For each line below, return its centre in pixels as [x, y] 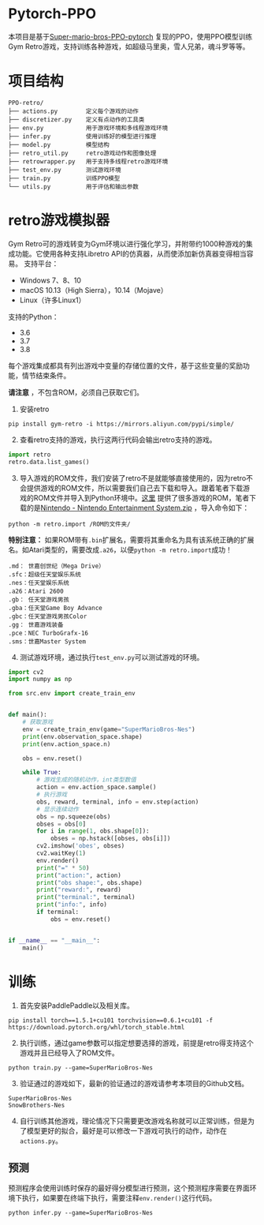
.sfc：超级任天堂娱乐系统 [45, 574]
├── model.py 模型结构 [59, 144]
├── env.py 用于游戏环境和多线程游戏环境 [88, 128]
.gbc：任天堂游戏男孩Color [48, 616]
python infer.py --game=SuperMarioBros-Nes [81, 1213]
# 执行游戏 [52, 795]
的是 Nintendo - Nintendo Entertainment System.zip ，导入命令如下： [138, 508]
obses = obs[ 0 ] [61, 824]
